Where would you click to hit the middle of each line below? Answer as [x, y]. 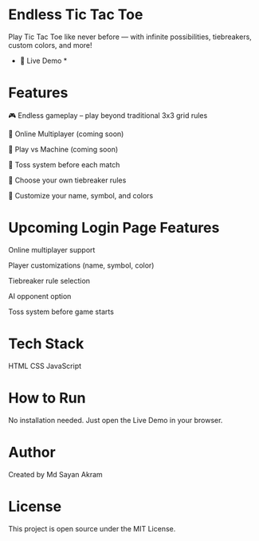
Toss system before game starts [61, 312]
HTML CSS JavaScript [45, 366]
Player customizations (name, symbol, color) [81, 265]
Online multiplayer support [52, 249]
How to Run [47, 398]
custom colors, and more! [51, 45]
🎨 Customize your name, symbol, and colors [81, 195]
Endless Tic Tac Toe [76, 15]
